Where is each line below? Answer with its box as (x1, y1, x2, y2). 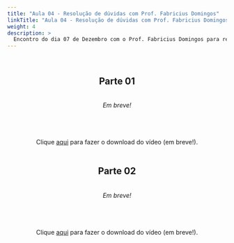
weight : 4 (7, 23, 36, 30)
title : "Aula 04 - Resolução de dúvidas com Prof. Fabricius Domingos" (7, 10, 219, 17)
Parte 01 (98, 75, 136, 87)
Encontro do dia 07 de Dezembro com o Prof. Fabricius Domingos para (13, 36, 219, 43)
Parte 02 (97, 165, 136, 177)
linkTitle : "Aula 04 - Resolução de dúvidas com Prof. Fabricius (7, 17, 201, 24)
